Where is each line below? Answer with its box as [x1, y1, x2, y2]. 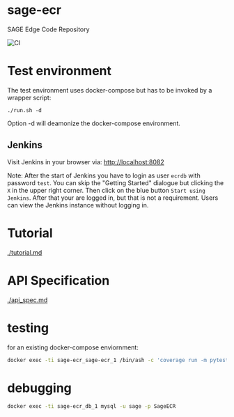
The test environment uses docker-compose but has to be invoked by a [7, 86, 212, 94]
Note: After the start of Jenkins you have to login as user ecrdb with [7, 171, 201, 180]
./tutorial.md [7, 248, 42, 256]
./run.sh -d [7, 107, 42, 113]
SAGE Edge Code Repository [7, 25, 90, 33]
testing [7, 320, 49, 336]
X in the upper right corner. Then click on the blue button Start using [7, 186, 205, 194]
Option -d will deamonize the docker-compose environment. [7, 119, 181, 127]
